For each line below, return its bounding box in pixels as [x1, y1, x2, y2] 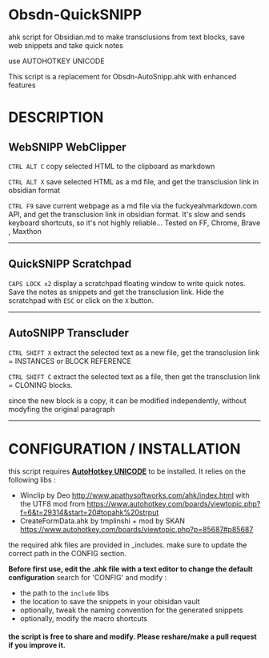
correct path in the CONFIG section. [8, 548, 126, 558]
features [8, 80, 36, 90]
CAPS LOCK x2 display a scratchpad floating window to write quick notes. [8, 278, 246, 288]
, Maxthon [8, 226, 42, 236]
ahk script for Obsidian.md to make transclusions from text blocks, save [8, 32, 246, 42]
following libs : [8, 474, 56, 484]
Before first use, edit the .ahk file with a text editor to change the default [8, 563, 254, 574]
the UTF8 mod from [19, 499, 86, 508]
